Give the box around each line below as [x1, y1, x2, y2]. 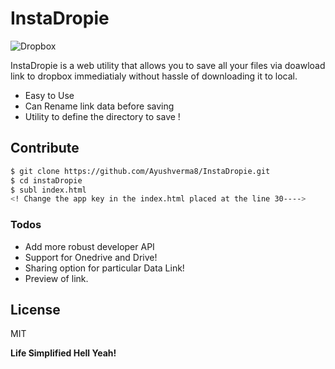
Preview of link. [24, 272, 89, 284]
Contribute [10, 140, 80, 157]
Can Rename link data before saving [24, 100, 175, 112]
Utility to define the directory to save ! [24, 110, 181, 122]
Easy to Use [24, 89, 75, 101]
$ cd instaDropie [10, 175, 83, 186]
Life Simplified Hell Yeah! [10, 347, 117, 359]
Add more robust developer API [24, 240, 155, 252]
